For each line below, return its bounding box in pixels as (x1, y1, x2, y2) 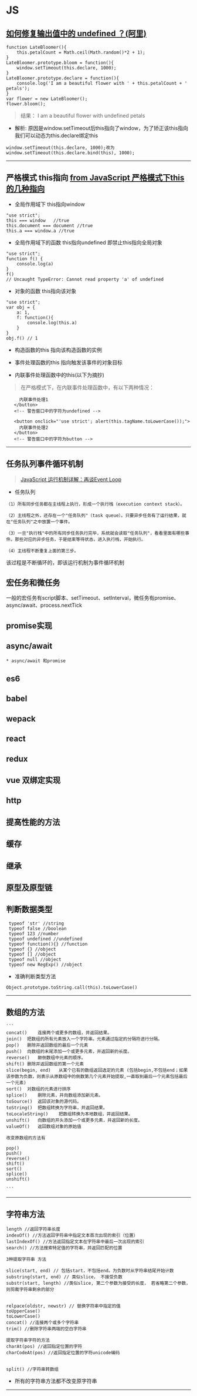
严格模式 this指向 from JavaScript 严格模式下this (6, 173, 185, 183)
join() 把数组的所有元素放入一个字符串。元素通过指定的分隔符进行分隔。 (6, 1036, 162, 1042)
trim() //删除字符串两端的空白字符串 (6, 1326, 87, 1332)
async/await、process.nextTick (6, 601, 82, 609)
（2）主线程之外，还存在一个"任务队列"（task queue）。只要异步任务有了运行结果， (6, 513, 182, 518)
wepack (6, 713, 36, 724)
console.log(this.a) (27, 320, 77, 325)
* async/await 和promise (6, 657, 66, 664)
